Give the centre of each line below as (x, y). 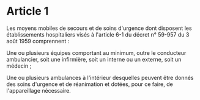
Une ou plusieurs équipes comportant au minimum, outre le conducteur (96, 52)
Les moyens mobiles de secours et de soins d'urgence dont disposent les (99, 28)
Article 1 (28, 11)
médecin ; (19, 66)
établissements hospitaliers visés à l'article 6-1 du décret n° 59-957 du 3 (98, 34)
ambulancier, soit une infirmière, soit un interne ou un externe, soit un (94, 59)
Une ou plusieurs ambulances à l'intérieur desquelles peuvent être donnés (100, 77)
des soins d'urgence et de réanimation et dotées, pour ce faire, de (90, 84)
